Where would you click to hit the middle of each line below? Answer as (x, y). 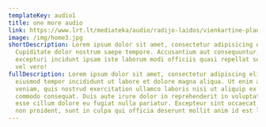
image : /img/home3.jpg (46, 37)
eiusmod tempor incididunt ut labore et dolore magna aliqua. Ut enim (134, 81)
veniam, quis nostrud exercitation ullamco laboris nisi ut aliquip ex (136, 89)
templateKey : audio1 (42, 15)
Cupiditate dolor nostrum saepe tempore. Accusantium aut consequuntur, (138, 52)
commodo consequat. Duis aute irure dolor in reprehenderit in (122, 96)
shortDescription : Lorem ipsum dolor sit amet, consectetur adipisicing (131, 45)
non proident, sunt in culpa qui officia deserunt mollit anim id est (134, 111)
